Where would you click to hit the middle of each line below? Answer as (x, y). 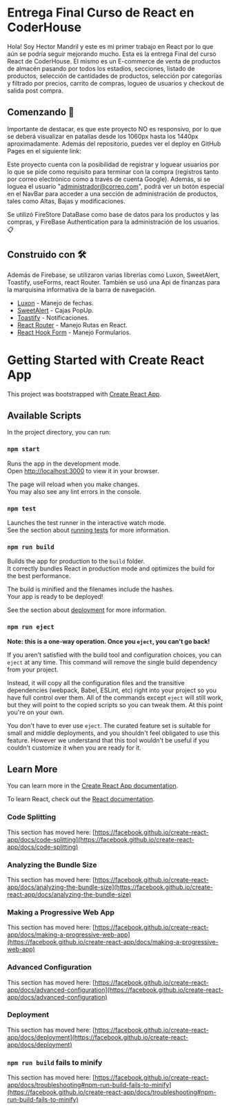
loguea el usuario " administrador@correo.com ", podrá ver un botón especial (115, 186)
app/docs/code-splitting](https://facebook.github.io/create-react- (101, 839)
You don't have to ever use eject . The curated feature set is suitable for (109, 725)
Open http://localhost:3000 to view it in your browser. (83, 470)
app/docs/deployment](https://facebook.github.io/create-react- (98, 1037)
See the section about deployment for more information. (87, 610)
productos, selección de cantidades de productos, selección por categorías (115, 76)
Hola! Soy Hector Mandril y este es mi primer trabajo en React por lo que (110, 46)
